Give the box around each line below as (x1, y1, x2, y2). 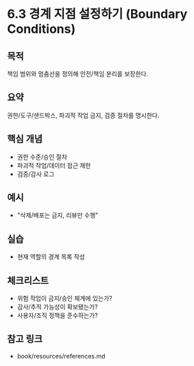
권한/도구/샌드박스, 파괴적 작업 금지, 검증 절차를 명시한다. (7, 111, 160, 119)
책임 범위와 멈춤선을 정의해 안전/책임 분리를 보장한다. (7, 70, 149, 77)
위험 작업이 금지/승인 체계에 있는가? (16, 294, 112, 302)
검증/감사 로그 (16, 169, 55, 178)
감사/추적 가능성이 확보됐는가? (16, 303, 98, 311)
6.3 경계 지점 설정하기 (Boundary (7, 6, 188, 22)
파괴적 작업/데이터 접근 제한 (16, 161, 91, 169)
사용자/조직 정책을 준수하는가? (16, 311, 98, 319)
